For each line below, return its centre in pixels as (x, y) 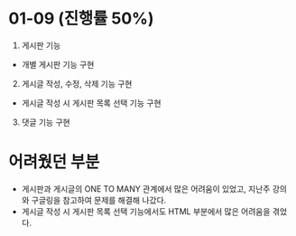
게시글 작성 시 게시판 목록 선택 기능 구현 (91, 103)
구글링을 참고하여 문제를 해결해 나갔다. (99, 200)
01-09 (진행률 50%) (81, 19)
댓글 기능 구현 (46, 122)
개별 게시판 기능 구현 (58, 64)
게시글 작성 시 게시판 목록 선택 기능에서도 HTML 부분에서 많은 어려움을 (146, 211)
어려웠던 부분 (54, 162)
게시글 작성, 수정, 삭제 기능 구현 (77, 83)
